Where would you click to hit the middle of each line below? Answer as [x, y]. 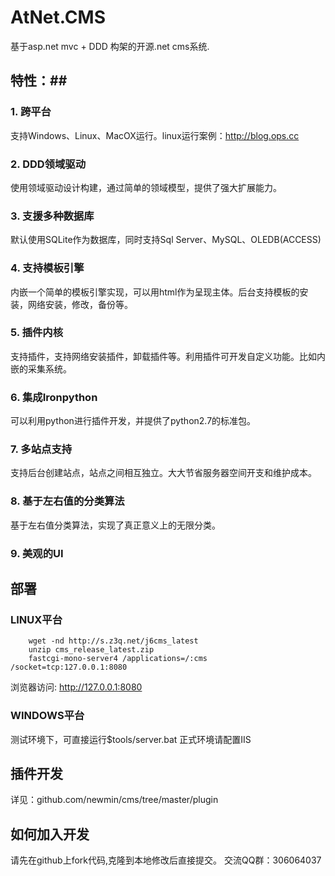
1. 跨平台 [31, 112]
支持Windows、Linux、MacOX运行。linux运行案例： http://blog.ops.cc [155, 135]
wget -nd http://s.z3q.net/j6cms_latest [113, 641]
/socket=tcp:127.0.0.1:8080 [69, 667]
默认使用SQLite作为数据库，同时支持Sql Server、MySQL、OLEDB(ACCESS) [166, 240]
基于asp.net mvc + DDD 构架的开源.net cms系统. [110, 46]
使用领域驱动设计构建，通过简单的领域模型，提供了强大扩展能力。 [146, 187]
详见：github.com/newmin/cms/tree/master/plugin [114, 800]
